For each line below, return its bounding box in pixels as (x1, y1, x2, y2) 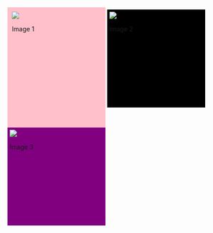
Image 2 (109, 25, 134, 33)
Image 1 (11, 25, 35, 33)
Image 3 (9, 143, 34, 151)
